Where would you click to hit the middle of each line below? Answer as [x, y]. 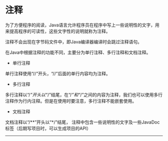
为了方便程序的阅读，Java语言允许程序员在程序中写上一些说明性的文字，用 [82, 25]
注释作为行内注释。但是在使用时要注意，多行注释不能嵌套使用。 [71, 101]
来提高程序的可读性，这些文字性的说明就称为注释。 [58, 31]
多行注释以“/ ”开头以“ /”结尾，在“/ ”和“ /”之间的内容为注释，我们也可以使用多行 [84, 95]
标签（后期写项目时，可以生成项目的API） [48, 128]
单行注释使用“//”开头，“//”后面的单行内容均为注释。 [58, 73]
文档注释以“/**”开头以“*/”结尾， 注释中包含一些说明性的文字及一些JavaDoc [82, 122]
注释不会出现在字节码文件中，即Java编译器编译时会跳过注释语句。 [74, 42]
